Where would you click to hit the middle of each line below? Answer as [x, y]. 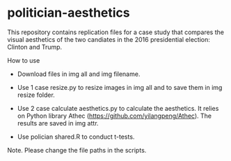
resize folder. [36, 95]
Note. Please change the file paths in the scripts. [77, 150]
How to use [24, 60]
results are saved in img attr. [58, 123]
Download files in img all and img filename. [79, 74]
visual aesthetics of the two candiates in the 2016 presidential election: [109, 39]
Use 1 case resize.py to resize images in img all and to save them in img [120, 87]
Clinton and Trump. [35, 47]
